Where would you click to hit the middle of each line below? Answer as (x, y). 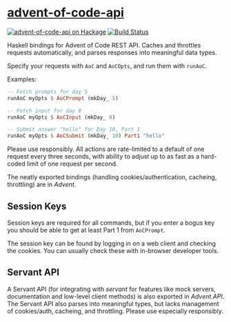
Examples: (22, 79)
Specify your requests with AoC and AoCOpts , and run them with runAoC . (107, 66)
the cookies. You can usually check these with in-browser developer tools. (113, 251)
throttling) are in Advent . (42, 185)
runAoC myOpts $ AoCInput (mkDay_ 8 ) (61, 117)
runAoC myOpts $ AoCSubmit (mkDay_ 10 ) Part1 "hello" (86, 136)
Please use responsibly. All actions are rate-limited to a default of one (106, 149)
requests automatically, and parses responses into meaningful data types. (112, 52)
